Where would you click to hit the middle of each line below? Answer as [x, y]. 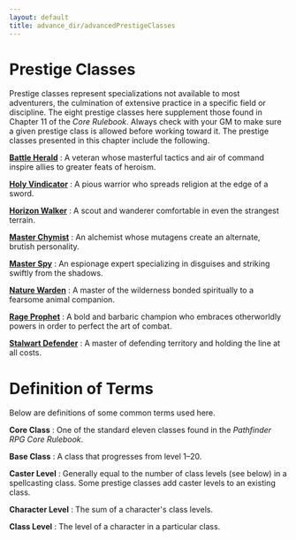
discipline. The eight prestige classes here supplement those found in [136, 112]
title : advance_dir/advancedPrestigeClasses [92, 26]
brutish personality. [44, 247]
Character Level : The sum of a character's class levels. [111, 510]
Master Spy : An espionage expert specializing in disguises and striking [140, 264]
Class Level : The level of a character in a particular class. [115, 527]
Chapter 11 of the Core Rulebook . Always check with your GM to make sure [145, 122]
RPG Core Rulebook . [46, 439]
